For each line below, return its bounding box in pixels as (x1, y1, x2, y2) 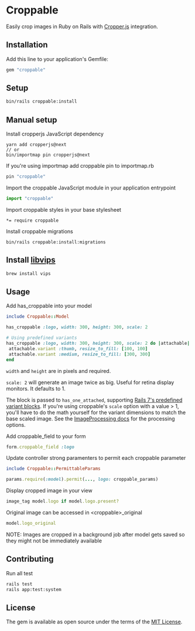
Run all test (6, 569, 33, 576)
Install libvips (6, 255, 56, 265)
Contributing (6, 554, 54, 564)
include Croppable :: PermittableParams (6, 466, 101, 472)
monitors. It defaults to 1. (6, 385, 66, 392)
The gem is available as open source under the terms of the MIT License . (6, 618, 183, 625)
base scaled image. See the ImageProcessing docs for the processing (6, 415, 175, 422)
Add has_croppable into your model (6, 303, 92, 310)
